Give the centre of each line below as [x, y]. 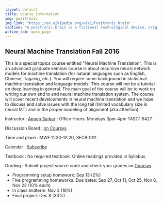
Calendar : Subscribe [26, 147]
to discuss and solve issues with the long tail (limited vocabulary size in [76, 104]
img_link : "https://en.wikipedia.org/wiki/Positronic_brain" [68, 23]
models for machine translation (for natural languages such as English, [75, 73]
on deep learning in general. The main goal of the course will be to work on [80, 89]
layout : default [21, 9]
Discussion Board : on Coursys [36, 128]
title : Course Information [32, 14]
